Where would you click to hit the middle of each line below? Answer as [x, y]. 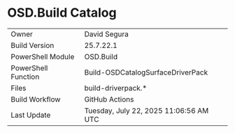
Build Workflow [36, 99]
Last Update [31, 115]
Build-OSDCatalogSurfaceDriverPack [146, 72]
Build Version [33, 45]
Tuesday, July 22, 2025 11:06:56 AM [147, 111]
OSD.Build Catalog [62, 13]
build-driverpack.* [116, 88]
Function [25, 77]
